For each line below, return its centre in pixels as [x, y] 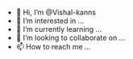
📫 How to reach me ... [53, 47]
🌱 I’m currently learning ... [59, 29]
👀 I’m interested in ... [50, 21]
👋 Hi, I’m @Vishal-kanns [56, 12]
